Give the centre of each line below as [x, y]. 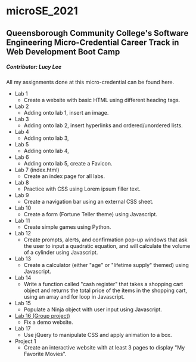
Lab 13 [23, 259]
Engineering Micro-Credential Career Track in [93, 42]
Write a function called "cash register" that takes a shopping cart [103, 284]
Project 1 [25, 341]
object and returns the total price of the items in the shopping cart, [105, 290]
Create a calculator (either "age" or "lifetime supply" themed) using [106, 265]
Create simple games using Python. [67, 227]
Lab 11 [22, 220]
